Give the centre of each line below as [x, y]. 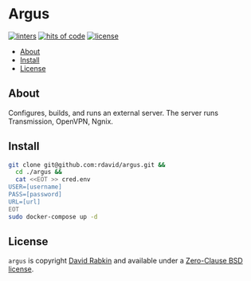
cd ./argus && [39, 172]
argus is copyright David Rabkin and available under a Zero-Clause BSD [125, 261]
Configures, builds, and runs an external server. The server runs [114, 113]
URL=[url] [25, 202]
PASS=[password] [35, 195]
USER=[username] [35, 187]
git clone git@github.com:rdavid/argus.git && [87, 164]
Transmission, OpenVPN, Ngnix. [61, 121]
